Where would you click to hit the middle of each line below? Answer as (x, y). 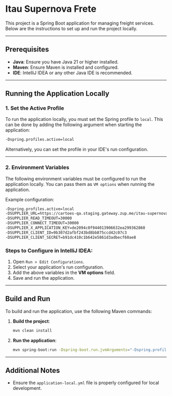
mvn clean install (32, 330)
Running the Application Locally (57, 93)
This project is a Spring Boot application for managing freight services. (80, 23)
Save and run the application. (44, 278)
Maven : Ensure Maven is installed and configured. (66, 67)
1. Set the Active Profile (35, 108)
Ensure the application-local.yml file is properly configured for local (86, 383)
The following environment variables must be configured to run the (76, 179)
